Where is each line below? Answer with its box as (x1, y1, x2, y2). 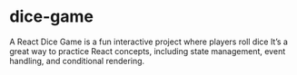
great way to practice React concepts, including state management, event (9, 45, 286, 56)
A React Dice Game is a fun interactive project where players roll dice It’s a (9, 36, 289, 47)
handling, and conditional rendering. (9, 55, 145, 66)
